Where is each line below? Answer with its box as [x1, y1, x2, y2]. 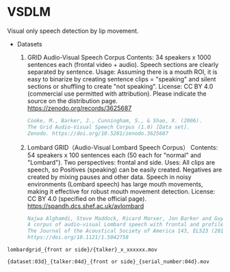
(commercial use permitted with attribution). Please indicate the [27, 90, 207, 98]
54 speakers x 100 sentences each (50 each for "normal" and [27, 151, 201, 159]
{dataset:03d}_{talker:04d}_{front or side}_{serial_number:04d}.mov [7, 258, 210, 265]
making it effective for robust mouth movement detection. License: [27, 187, 216, 195]
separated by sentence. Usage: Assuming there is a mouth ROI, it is [27, 68, 218, 76]
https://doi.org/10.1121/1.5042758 [27, 234, 129, 241]
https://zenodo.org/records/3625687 [27, 104, 132, 112]
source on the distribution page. [27, 96, 118, 105]
